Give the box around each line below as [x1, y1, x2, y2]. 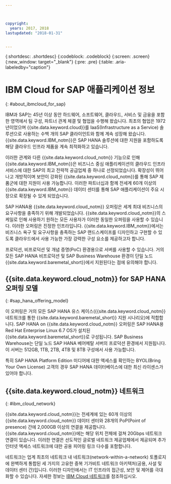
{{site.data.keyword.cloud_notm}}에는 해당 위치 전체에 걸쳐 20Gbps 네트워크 [5, 430, 162, 436]
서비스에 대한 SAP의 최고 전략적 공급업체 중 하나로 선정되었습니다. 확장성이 [5, 167, 155, 173]
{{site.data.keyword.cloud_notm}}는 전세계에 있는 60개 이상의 [5, 411, 132, 417]
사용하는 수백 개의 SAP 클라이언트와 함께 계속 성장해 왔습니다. [22, 131, 146, 137]
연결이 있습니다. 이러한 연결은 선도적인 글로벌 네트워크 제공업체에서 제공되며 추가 [5, 436, 166, 443]
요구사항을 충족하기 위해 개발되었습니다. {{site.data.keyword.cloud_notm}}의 [5, 210, 161, 216]
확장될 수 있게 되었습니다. [18, 193, 70, 199]
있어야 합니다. [5, 370, 33, 377]
